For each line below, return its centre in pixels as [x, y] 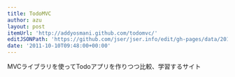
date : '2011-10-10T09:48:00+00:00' [59, 46]
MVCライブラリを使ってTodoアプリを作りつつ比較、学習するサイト [104, 66]
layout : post [26, 26]
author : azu [24, 20]
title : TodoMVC [29, 14]
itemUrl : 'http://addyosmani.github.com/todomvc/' [83, 33]
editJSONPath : [28, 40]
